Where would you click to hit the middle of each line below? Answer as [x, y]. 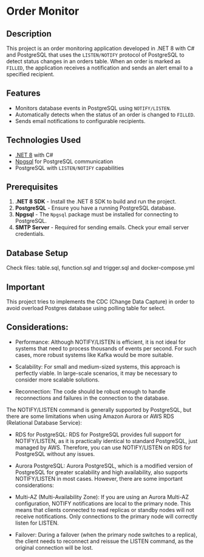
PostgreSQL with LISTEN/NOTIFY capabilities [70, 168]
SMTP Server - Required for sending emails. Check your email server [102, 227]
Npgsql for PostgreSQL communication [64, 161]
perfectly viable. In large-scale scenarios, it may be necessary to [96, 373]
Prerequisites [32, 187]
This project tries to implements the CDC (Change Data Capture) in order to [100, 302]
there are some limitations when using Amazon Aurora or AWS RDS [90, 416]
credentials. [30, 234]
